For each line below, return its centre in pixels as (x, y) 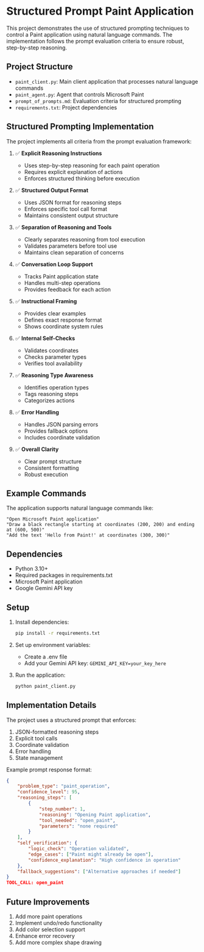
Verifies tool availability (53, 363)
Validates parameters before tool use (71, 246)
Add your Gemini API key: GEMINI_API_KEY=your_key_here (95, 663)
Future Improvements (48, 902)
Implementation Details (51, 705)
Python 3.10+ (32, 569)
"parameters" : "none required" (79, 826)
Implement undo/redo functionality (58, 923)
